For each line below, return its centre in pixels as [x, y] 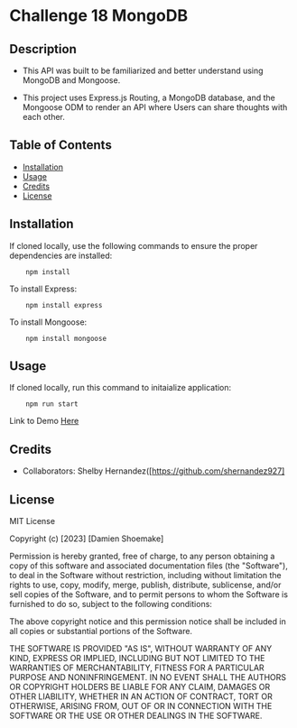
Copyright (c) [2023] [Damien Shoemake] [87, 539]
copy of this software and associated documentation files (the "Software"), [149, 566]
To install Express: [43, 289]
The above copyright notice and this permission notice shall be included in [148, 622]
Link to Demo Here [44, 421]
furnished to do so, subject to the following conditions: [111, 604]
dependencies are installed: [61, 255]
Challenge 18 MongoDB [98, 16]
